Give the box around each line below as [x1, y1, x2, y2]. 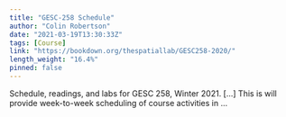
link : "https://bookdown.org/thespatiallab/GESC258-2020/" [9, 47, 236, 56]
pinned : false [9, 64, 63, 73]
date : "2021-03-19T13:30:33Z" [9, 30, 124, 39]
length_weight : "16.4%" [9, 55, 99, 64]
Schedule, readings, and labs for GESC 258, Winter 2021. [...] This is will [9, 87, 277, 99]
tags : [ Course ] [9, 38, 67, 48]
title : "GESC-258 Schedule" [9, 13, 115, 22]
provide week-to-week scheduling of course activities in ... [9, 97, 228, 108]
